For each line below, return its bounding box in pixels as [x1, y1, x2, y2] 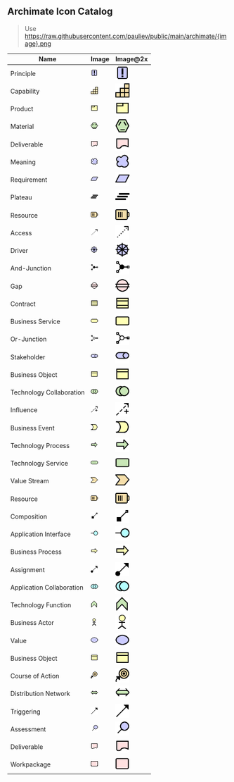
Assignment [10, 565, 45, 573]
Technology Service [10, 459, 69, 468]
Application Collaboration [10, 583, 84, 591]
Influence [10, 406, 38, 414]
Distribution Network [10, 690, 70, 698]
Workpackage [10, 760, 51, 769]
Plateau [10, 193, 33, 201]
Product [10, 105, 34, 113]
